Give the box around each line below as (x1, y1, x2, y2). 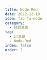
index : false (5, 43, 31, 48)
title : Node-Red (5, 7, 38, 12)
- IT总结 (9, 34, 26, 39)
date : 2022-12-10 (5, 12, 40, 16)
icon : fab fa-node (5, 16, 42, 21)
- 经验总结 (9, 25, 29, 30)
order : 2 (5, 47, 23, 52)
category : (5, 20, 25, 26)
